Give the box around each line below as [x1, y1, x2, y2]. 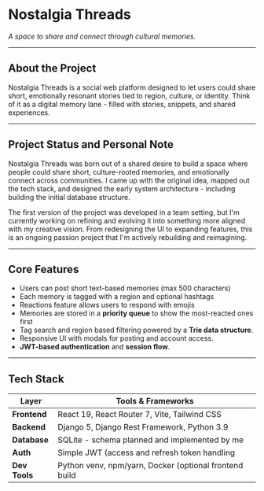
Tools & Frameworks [115, 396, 194, 407]
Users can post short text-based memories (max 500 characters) [19, 283, 231, 293]
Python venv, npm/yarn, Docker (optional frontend [57, 460, 244, 471]
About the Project [8, 61, 97, 76]
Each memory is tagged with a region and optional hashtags [19, 292, 214, 301]
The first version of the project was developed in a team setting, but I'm [8, 207, 240, 217]
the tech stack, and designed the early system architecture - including [8, 183, 236, 194]
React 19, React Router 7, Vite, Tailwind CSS [57, 409, 222, 420]
